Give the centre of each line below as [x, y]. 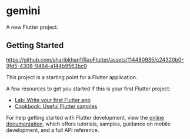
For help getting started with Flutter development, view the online [85, 117]
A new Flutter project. [32, 27]
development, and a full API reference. [53, 130]
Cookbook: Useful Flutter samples [56, 106]
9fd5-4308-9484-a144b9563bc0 [46, 66]
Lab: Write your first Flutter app [53, 100]
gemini [23, 11]
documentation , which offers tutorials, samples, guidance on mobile [88, 124]
